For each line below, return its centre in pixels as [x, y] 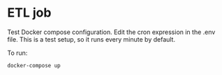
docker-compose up [34, 65]
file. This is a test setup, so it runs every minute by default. [91, 39]
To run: [17, 53]
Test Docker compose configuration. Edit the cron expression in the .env [111, 32]
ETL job [29, 13]
